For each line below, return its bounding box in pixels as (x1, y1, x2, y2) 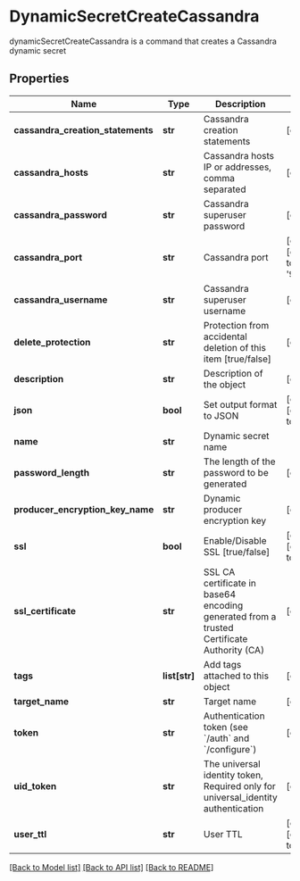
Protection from (204, 319, 270, 331)
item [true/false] (204, 353, 272, 365)
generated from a (204, 610, 277, 622)
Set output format (204, 398, 278, 411)
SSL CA (204, 565, 236, 578)
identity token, (204, 769, 263, 781)
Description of (204, 367, 263, 379)
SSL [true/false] (204, 545, 271, 558)
